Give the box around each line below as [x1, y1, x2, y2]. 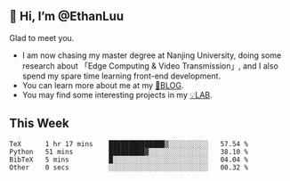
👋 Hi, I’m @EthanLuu [9, 9, 125, 24]
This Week [9, 116, 69, 131]
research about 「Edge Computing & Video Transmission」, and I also [21, 60, 278, 71]
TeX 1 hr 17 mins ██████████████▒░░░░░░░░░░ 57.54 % [9, 139, 249, 148]
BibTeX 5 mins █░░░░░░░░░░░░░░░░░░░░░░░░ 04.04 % [9, 155, 249, 164]
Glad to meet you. [9, 32, 75, 43]
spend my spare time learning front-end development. [21, 70, 221, 81]
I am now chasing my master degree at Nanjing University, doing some [21, 50, 282, 61]
